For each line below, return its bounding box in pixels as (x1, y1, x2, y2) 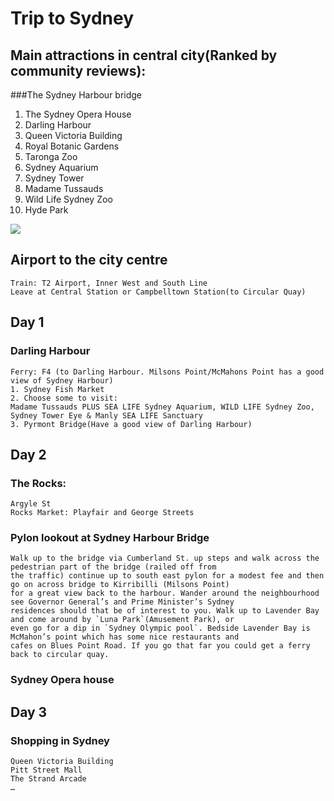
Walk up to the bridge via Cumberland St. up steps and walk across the (10, 553, 320, 564)
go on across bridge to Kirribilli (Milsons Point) (10, 580, 230, 590)
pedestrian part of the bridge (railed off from (10, 562, 217, 572)
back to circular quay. (10, 650, 110, 660)
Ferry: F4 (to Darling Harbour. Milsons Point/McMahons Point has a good (10, 367, 325, 377)
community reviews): (10, 62, 147, 79)
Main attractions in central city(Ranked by (10, 47, 278, 64)
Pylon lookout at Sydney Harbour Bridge (10, 531, 210, 545)
